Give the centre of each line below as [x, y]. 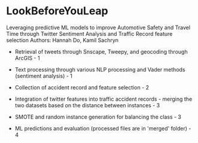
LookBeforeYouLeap [57, 11]
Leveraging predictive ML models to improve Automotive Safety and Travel [98, 27]
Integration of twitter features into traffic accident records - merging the [103, 99]
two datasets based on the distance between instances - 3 [87, 105]
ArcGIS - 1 [27, 58]
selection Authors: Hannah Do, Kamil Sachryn [62, 40]
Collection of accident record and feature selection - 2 [82, 87]
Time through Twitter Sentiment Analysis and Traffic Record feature [89, 33]
